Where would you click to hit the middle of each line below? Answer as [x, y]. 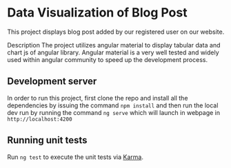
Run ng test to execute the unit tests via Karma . [75, 157]
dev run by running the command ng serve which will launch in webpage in [114, 112]
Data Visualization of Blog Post [97, 13]
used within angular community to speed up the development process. [108, 59]
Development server [52, 82]
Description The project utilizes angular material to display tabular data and [114, 45]
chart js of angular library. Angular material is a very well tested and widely [113, 52]
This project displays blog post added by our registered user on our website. [116, 32]
